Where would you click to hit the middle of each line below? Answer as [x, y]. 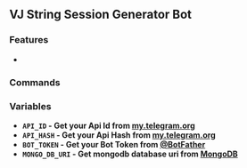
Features [29, 40]
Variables [30, 106]
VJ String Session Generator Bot [101, 15]
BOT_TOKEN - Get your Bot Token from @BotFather [114, 144]
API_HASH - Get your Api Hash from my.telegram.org [119, 135]
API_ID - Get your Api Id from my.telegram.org [109, 125]
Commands [35, 82]
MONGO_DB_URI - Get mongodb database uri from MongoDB [130, 154]
